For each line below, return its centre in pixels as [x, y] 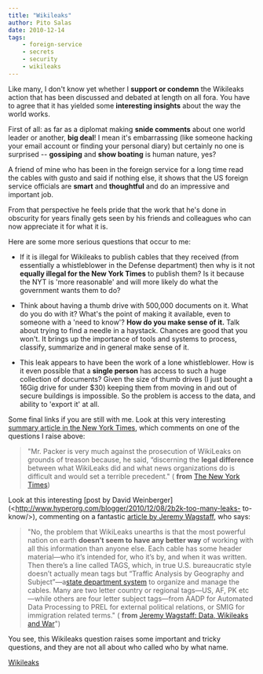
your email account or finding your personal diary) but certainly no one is [126, 145]
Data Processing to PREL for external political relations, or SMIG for [136, 606]
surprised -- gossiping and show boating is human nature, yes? [112, 154]
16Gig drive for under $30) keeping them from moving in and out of [128, 387]
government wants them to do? [70, 290]
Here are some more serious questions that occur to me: [99, 241]
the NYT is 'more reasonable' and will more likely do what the [119, 282]
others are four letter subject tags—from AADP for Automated [153, 599]
